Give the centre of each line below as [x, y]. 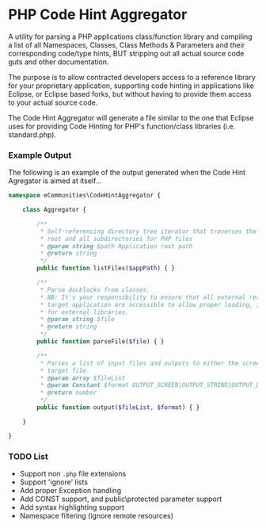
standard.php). [32, 134]
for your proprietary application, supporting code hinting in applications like [131, 86]
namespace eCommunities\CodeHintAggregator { [84, 196]
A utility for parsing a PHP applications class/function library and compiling [130, 36]
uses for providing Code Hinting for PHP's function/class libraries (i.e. [122, 126]
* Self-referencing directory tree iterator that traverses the [148, 231]
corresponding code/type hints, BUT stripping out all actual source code [126, 53]
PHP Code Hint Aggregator [98, 15]
